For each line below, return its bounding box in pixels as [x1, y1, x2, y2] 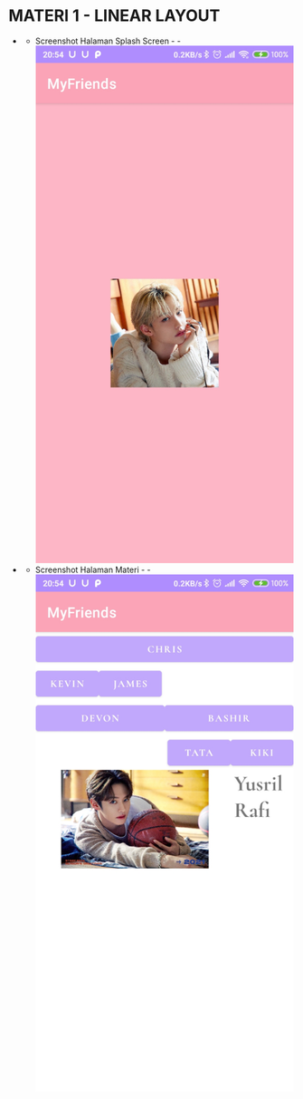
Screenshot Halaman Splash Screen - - [34, 35, 182, 46]
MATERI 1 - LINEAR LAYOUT [8, 5, 221, 26]
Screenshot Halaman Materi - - [34, 564, 151, 575]
